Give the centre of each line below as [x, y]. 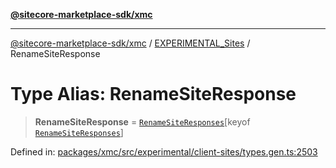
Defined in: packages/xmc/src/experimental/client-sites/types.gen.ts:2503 [164, 151]
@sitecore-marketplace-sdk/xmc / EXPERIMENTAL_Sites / [130, 43]
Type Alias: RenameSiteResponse [153, 94]
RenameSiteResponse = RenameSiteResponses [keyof [142, 121]
